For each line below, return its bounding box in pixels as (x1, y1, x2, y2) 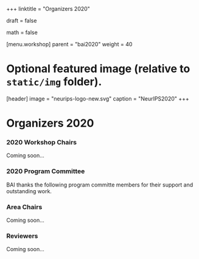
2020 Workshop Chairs (6, 138, 77, 147)
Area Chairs (6, 202, 43, 211)
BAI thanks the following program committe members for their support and (6, 181, 194, 188)
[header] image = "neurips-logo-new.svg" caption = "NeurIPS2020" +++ (6, 94, 190, 102)
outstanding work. (6, 187, 52, 194)
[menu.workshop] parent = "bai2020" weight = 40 (6, 41, 133, 48)
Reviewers (6, 232, 38, 240)
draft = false (6, 17, 37, 24)
